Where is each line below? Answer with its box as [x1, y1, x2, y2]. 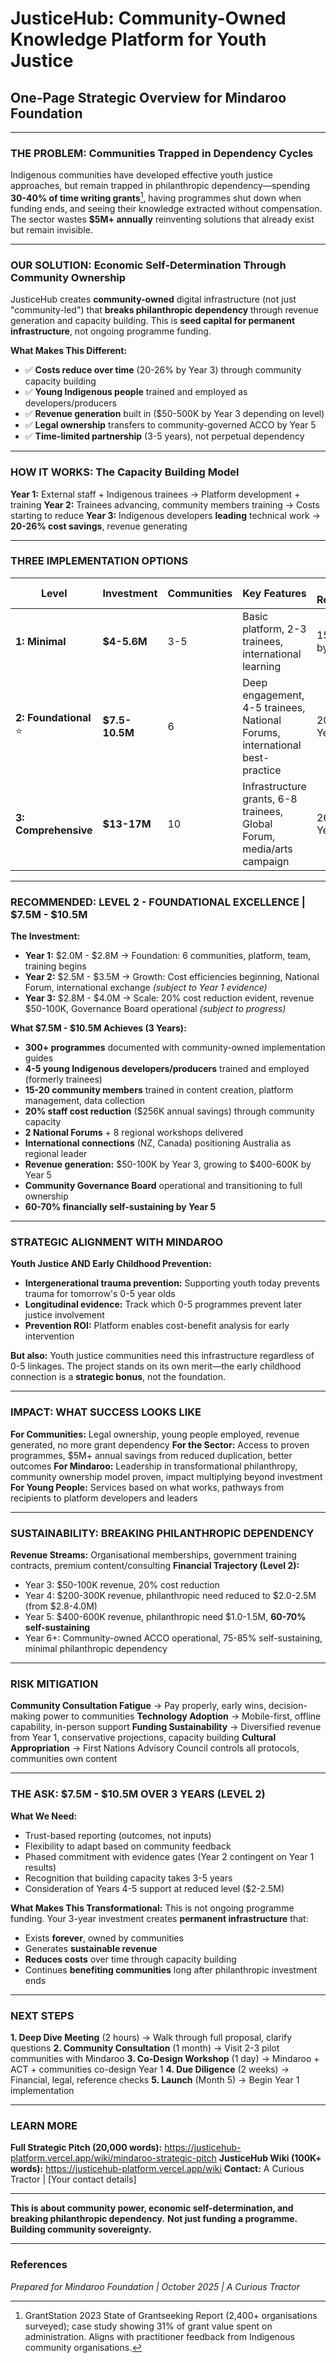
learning [242, 659, 282, 673]
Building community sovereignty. [10, 2223, 152, 2236]
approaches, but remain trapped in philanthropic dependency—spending [10, 180, 311, 192]
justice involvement [24, 1309, 105, 1321]
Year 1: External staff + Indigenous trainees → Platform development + [10, 488, 301, 500]
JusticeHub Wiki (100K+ [218, 2152, 322, 2164]
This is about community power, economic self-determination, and [10, 2202, 294, 2214]
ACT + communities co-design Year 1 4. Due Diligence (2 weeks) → [10, 2063, 290, 2075]
